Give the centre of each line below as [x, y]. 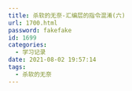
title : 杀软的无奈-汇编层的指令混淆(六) [67, 15]
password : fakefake [40, 30]
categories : [27, 45]
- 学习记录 [31, 52]
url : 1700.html [33, 23]
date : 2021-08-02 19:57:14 [52, 60]
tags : [17, 67]
